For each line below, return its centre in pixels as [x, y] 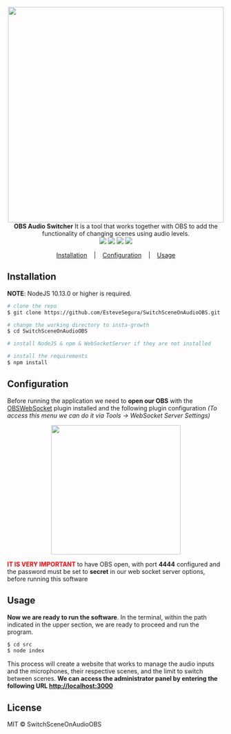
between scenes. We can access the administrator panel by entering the [112, 679]
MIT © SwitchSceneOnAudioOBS [54, 724]
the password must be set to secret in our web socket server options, [106, 571]
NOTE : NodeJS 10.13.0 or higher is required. [70, 293]
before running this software [48, 579]
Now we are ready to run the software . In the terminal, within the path [107, 617]
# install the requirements [48, 356]
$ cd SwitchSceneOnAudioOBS [48, 331]
